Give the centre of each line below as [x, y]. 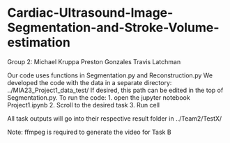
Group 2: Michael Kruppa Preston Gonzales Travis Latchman [94, 61]
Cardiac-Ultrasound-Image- [90, 13]
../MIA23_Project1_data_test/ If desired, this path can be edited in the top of [115, 90]
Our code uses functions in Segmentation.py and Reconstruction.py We [110, 75]
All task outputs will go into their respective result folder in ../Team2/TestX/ [115, 118]
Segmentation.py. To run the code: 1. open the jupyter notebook [99, 97]
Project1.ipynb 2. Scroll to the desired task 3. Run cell [84, 105]
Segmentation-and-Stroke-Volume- [113, 28]
